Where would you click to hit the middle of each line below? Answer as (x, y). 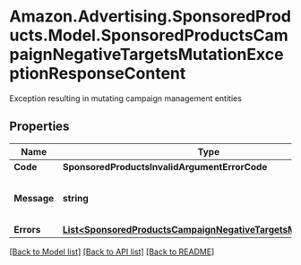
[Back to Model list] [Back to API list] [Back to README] (112, 252)
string (76, 198)
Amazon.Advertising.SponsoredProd (150, 17)
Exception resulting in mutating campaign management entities (125, 98)
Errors (27, 229)
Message (34, 198)
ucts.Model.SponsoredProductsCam (149, 35)
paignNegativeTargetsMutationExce (146, 55)
